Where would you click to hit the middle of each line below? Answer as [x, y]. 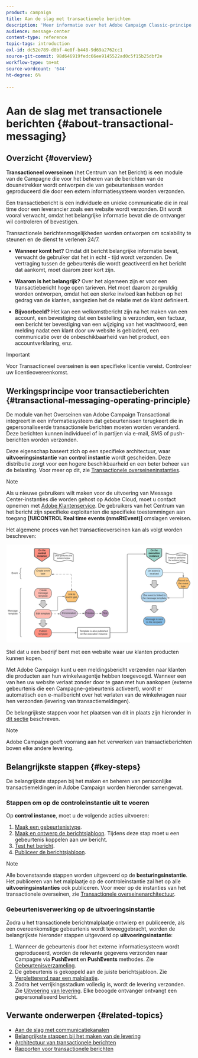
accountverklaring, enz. [43, 343]
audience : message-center [38, 31]
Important [18, 355]
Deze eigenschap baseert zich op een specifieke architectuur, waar [88, 451]
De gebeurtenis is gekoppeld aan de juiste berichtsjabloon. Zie [91, 972]
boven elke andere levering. [40, 748]
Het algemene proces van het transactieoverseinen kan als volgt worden [94, 530]
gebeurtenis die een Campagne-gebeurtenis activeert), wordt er [84, 689]
